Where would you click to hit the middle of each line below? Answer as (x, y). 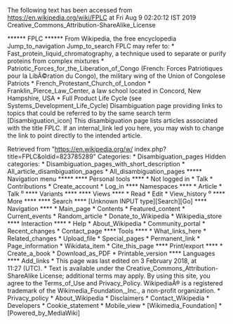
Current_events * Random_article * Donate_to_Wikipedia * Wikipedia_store (115, 216)
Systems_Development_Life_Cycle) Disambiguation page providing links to (115, 106)
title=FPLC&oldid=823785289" (52, 156)
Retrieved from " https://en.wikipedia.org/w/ (70, 149)
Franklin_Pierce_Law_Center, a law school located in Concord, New (104, 91)
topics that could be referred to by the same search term (89, 113)
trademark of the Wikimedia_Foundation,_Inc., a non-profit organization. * (114, 291)
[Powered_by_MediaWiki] (44, 313)
